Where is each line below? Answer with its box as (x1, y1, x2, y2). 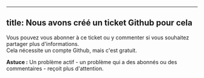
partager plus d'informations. (6, 40, 80, 47)
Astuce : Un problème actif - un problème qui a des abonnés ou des (6, 58, 177, 65)
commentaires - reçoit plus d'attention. (6, 65, 104, 72)
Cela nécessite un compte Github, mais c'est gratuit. (6, 47, 137, 54)
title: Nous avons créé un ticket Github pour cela (6, 18, 192, 28)
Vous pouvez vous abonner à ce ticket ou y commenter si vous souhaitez (6, 34, 189, 41)
